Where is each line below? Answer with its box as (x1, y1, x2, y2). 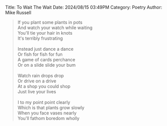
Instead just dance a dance (17, 46, 74, 52)
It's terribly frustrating (17, 35, 63, 41)
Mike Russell (5, 10, 32, 16)
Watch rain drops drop (17, 73, 64, 78)
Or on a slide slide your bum (17, 62, 76, 68)
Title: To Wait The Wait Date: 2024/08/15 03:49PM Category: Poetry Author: (5, 5, 162, 10)
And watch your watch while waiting (17, 25, 93, 31)
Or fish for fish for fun (17, 51, 63, 57)
